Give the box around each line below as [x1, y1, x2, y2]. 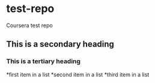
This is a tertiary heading [6, 57, 81, 66]
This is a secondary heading [6, 39, 114, 49]
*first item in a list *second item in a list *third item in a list [6, 71, 150, 78]
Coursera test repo [6, 22, 53, 29]
